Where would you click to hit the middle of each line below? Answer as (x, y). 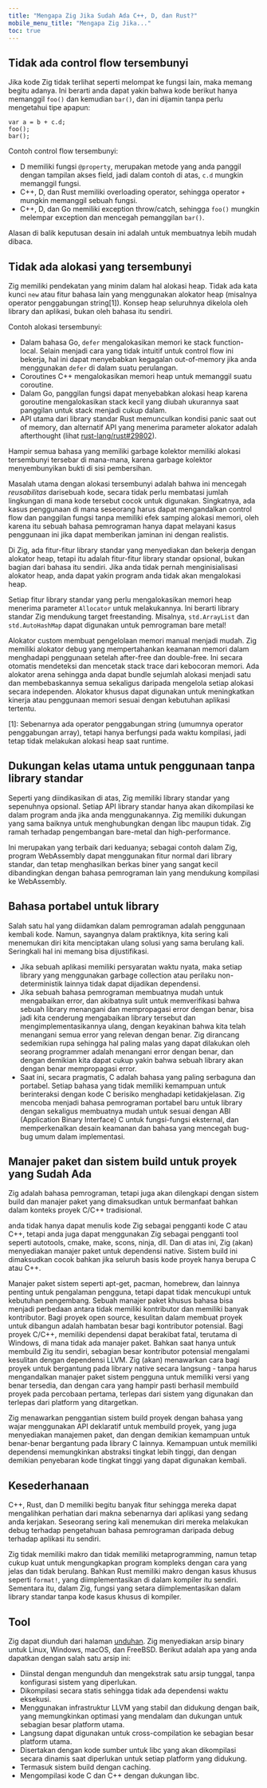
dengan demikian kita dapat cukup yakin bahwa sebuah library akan (132, 1060)
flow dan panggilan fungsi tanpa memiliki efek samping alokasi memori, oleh (133, 518)
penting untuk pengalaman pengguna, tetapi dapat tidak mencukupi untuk (130, 1292)
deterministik (41, 983)
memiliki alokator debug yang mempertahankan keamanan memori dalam (129, 649)
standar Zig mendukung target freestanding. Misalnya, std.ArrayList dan (129, 617)
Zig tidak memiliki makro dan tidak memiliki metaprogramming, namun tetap (133, 1555)
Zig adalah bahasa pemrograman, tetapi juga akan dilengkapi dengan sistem (133, 1193)
